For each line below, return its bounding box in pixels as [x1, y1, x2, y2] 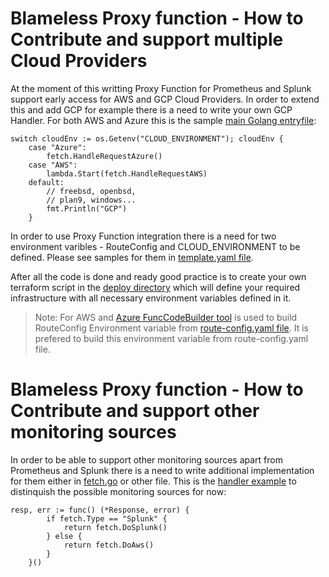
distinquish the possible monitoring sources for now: [10, 485, 227, 497]
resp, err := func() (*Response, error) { [10, 505, 190, 515]
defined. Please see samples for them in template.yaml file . [10, 251, 254, 263]
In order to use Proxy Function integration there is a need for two [10, 230, 277, 242]
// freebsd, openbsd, [46, 186, 137, 196]
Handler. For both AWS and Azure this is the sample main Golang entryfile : [10, 114, 317, 126]
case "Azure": [28, 142, 87, 152]
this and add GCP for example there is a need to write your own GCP [10, 103, 293, 116]
